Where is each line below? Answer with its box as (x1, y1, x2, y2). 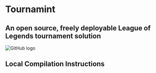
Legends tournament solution (5, 31, 101, 40)
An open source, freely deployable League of (5, 24, 151, 32)
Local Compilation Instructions (5, 60, 105, 68)
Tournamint (5, 4, 56, 15)
